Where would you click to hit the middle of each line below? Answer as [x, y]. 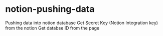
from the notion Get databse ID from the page [52, 28]
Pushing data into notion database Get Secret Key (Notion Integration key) [81, 23]
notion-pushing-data [50, 9]
